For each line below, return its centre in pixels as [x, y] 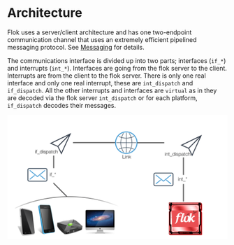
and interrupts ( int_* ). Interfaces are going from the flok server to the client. [117, 68]
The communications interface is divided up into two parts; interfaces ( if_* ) [117, 60]
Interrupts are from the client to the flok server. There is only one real [107, 76]
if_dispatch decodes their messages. [62, 105]
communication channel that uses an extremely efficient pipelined [102, 39]
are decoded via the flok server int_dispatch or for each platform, [102, 98]
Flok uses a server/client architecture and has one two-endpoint [100, 32]
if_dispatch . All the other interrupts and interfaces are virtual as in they [112, 90]
